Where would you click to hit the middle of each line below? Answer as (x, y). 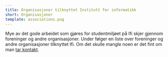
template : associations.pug (35, 19)
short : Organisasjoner (29, 15)
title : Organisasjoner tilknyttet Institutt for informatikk (71, 10)
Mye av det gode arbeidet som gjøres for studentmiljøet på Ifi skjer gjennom (84, 34)
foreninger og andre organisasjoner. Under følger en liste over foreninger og (84, 39)
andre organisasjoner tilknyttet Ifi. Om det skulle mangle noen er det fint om (84, 44)
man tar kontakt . (22, 50)
